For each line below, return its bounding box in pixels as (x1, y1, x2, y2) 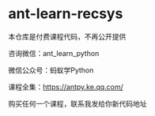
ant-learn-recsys (8, 5, 123, 23)
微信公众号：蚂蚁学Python (8, 65, 94, 75)
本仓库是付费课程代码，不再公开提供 (8, 32, 127, 41)
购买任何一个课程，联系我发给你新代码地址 (8, 99, 147, 108)
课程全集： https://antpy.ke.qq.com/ (8, 82, 124, 92)
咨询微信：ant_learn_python (8, 48, 100, 58)
